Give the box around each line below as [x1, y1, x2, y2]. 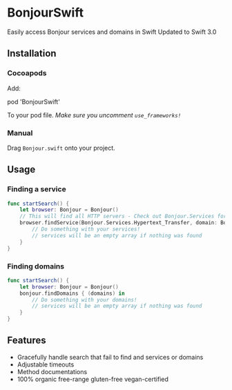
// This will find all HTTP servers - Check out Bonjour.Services [19, 213, 215, 220]
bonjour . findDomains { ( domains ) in [19, 290, 126, 297]
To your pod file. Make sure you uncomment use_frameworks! [7, 110, 182, 119]
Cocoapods [7, 68, 47, 78]
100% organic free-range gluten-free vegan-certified [17, 375, 169, 383]
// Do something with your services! [32, 226, 140, 233]
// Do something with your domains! [32, 296, 137, 303]
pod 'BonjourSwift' [7, 97, 61, 106]
